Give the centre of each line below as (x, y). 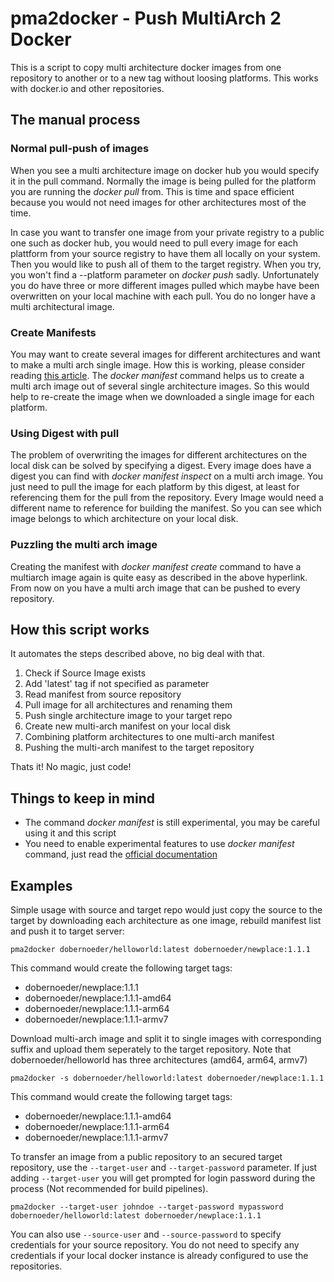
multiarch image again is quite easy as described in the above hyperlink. (159, 577)
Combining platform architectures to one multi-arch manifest (149, 737)
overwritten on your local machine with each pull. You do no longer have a (163, 296)
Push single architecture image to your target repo (128, 716)
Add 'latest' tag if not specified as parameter (117, 684)
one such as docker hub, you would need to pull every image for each (154, 243)
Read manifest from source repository (103, 694)
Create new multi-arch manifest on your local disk (127, 726)
